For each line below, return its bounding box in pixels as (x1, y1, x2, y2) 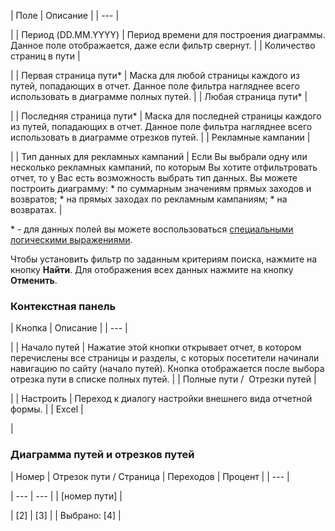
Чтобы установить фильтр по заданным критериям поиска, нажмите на (10, 253, 318, 265)
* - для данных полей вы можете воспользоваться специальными (10, 223, 294, 235)
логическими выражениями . (10, 234, 133, 245)
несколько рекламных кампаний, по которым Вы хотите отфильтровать (10, 161, 318, 173)
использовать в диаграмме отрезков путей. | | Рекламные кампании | (10, 131, 311, 143)
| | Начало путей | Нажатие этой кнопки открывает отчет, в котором (10, 341, 302, 354)
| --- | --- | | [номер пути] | (10, 490, 123, 502)
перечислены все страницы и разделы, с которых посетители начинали (10, 352, 320, 364)
